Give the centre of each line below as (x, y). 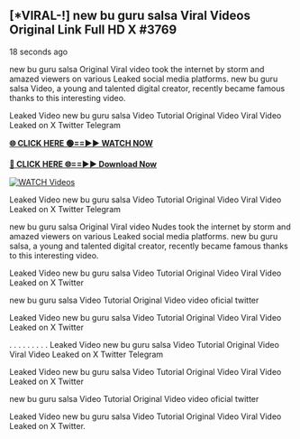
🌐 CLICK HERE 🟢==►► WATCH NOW (81, 143)
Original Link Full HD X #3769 (93, 30)
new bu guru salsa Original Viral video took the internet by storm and (137, 69)
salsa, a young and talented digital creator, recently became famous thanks (149, 246)
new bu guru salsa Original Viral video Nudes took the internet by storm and (150, 227)
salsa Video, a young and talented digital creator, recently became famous (147, 88)
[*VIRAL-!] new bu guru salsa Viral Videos (130, 16)
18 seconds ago (39, 51)
